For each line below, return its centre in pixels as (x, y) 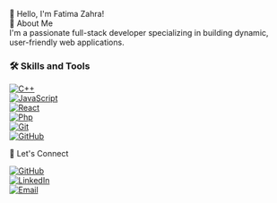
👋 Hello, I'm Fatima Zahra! (57, 14)
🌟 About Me (31, 23)
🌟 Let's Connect (39, 154)
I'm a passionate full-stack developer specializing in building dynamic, (139, 33)
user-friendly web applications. (67, 42)
